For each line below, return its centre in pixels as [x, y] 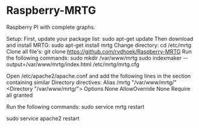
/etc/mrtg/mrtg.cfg [116, 64]
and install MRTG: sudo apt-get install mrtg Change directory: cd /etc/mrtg [99, 45]
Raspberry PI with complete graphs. [51, 27]
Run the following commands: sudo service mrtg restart [75, 106]
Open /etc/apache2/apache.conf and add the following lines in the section [99, 76]
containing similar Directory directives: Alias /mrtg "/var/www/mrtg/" [91, 82]
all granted [20, 95]
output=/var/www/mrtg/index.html [49, 64]
